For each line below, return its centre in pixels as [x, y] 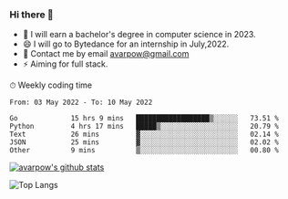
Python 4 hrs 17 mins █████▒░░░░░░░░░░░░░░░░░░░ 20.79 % [144, 127]
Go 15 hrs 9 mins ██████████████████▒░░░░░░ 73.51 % [144, 119]
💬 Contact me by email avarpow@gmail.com [106, 54]
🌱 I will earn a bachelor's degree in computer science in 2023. [139, 35]
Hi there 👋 [32, 15]
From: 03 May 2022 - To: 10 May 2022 [81, 103]
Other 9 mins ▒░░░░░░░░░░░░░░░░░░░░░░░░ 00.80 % [144, 151]
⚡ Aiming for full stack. [65, 64]
